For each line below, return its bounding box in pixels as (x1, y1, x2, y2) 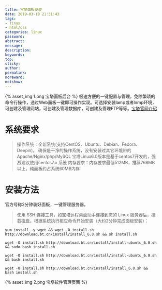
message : (5, 43, 23, 48)
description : (5, 48, 31, 52)
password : (5, 34, 25, 39)
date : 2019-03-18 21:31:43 (5, 12, 59, 17)
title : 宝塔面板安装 (5, 7, 42, 12)
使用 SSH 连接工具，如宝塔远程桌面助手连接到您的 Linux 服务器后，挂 (16, 212, 156, 218)
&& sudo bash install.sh (5, 244, 55, 249)
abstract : (5, 39, 25, 44)
